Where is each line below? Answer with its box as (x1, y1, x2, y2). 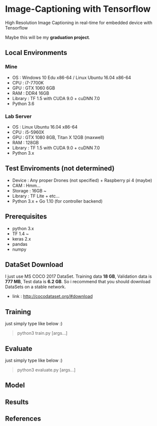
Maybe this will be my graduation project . (5, 34, 90, 40)
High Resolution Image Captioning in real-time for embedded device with (5, 20, 153, 26)
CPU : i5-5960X (12, 129, 44, 135)
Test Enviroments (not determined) (5, 164, 115, 173)
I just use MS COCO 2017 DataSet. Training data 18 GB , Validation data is (5, 273, 152, 279)
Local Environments (5, 49, 67, 57)
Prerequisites (5, 213, 47, 221)
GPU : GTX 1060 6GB (12, 85, 55, 91)
